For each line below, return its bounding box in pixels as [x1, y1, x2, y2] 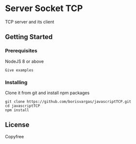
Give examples [5, 68, 34, 72]
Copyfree [5, 133, 24, 139]
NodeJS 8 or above [5, 58, 44, 64]
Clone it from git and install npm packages [5, 90, 90, 96]
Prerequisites [5, 47, 37, 54]
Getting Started [5, 33, 53, 41]
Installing [5, 79, 28, 86]
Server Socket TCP [5, 3, 83, 14]
